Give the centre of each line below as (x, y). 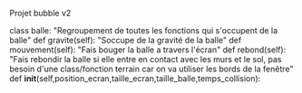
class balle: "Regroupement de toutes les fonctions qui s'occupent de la (144, 30)
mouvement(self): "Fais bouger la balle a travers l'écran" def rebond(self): (148, 50)
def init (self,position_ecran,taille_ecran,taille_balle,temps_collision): (135, 79)
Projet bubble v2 (40, 13)
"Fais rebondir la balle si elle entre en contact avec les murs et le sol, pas (146, 59)
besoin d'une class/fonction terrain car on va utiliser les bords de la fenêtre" (151, 69)
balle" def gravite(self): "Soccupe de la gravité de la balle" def (126, 40)
